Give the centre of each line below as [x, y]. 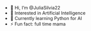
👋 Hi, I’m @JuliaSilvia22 [35, 8]
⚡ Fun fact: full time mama [38, 24]
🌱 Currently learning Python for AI [46, 18]
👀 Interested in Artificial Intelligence [48, 13]
